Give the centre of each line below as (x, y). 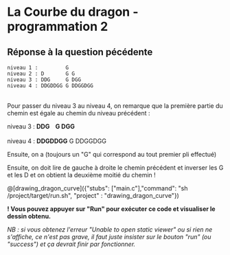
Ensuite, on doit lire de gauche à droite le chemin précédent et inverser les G (115, 168)
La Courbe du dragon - (73, 12)
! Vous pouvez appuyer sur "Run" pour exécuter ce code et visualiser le (111, 209)
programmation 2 (58, 26)
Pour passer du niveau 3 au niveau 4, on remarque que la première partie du (115, 106)
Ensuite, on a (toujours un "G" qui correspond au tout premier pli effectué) (112, 154)
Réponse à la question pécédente (80, 52)
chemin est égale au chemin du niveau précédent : (79, 113)
